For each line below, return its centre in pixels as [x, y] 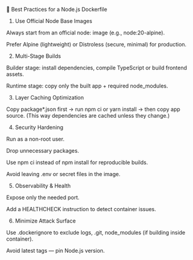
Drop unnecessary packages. [43, 151]
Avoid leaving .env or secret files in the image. [63, 174]
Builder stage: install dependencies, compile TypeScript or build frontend [97, 68]
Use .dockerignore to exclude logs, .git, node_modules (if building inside [96, 233]
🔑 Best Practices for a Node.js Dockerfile [57, 9]
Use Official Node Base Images [54, 21]
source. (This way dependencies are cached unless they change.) [88, 116]
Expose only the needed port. [43, 197]
